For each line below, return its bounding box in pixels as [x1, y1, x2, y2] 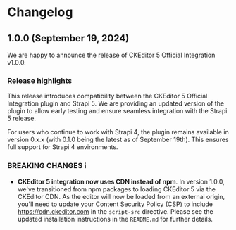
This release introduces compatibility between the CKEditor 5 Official [7, 92, 208, 101]
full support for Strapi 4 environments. [7, 143, 118, 151]
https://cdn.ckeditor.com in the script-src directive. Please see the [17, 207, 213, 215]
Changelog [7, 4, 73, 20]
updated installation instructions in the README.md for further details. [17, 215, 213, 223]
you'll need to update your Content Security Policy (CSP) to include [17, 200, 213, 208]
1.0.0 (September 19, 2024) [7, 32, 130, 44]
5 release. [7, 114, 37, 123]
